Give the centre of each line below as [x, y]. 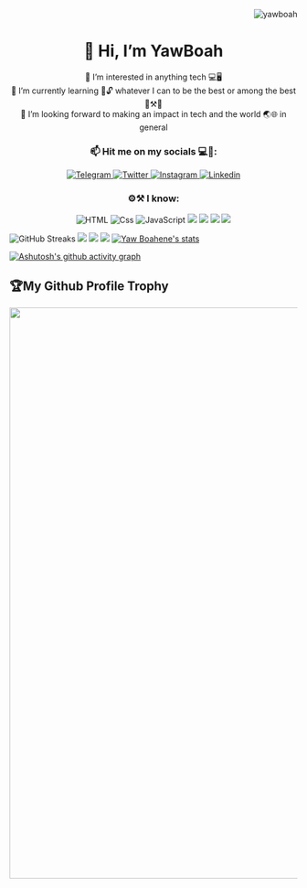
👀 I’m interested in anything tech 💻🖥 [153, 77]
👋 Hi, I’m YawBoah [153, 51]
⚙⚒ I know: [153, 198]
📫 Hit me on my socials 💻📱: [153, 151]
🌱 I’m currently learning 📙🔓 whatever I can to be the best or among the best [153, 91]
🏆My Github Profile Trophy [89, 286]
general [153, 127]
